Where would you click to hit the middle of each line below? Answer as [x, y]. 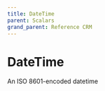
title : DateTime [31, 14]
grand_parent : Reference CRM [50, 27]
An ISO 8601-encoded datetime [53, 81]
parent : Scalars [31, 20]
